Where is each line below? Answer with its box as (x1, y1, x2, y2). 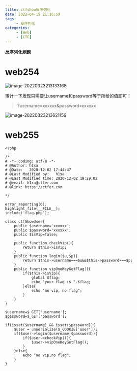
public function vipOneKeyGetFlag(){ (14, 267, 91, 271)
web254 (5, 67, 40, 78)
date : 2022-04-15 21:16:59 (5, 12, 60, 17)
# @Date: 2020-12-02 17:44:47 (5, 167, 71, 172)
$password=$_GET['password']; (5, 314, 67, 319)
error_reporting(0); (5, 202, 48, 207)
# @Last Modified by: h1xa (5, 171, 65, 176)
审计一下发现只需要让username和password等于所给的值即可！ (5, 93, 132, 99)
